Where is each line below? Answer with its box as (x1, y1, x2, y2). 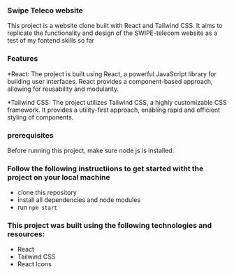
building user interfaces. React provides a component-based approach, (7, 77, 213, 85)
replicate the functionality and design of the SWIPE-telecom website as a (7, 29, 218, 37)
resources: (7, 229, 45, 239)
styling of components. (7, 113, 74, 121)
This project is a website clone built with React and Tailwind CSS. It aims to (7, 22, 223, 30)
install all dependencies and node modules (17, 196, 141, 204)
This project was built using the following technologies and (7, 221, 212, 231)
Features (7, 54, 38, 64)
